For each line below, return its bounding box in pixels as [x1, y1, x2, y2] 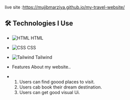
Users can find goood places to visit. [19, 79, 95, 85]
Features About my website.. [11, 64, 71, 70]
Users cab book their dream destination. [19, 84, 103, 90]
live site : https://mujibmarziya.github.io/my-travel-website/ [4, 4, 125, 10]
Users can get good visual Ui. [19, 89, 80, 95]
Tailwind [35, 54, 53, 60]
